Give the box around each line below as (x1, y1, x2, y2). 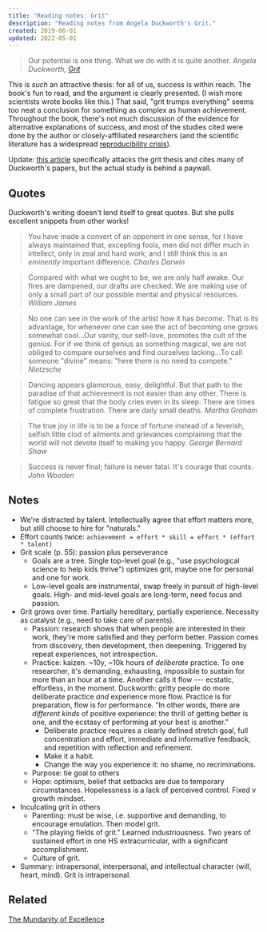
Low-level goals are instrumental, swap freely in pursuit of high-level (31, 581, 258, 591)
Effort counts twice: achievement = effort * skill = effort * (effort (19, 532, 255, 541)
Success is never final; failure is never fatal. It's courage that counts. (27, 462, 254, 472)
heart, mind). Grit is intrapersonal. (19, 870, 132, 879)
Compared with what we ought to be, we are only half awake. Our (27, 273, 245, 282)
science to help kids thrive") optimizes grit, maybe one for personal (31, 564, 254, 574)
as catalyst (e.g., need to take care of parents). (19, 615, 174, 624)
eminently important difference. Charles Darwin (27, 257, 185, 267)
